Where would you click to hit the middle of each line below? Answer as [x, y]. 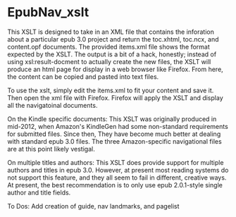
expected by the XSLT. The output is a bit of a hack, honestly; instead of [112, 54]
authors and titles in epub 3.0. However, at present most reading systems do [118, 170]
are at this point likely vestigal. [51, 149]
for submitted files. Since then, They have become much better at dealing [114, 134]
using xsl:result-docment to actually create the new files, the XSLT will [109, 61]
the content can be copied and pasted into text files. [83, 76]
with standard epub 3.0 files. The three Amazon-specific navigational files [114, 141]
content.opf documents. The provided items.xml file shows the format [108, 46]
